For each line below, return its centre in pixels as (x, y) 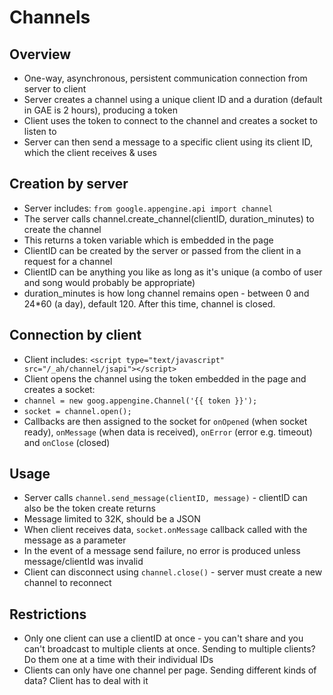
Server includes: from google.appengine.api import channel (148, 208)
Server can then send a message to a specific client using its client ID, (168, 142)
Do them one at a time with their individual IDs (118, 660)
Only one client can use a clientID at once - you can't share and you (163, 638)
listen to (40, 131)
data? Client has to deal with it (86, 681)
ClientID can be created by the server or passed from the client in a (162, 250)
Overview (40, 54)
